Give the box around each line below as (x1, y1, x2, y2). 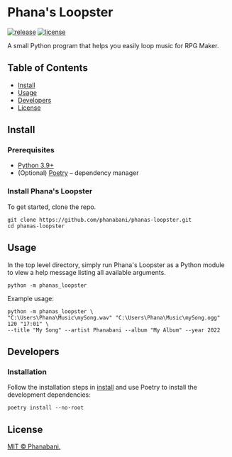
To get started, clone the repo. (7, 203, 96, 211)
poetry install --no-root (7, 405, 84, 412)
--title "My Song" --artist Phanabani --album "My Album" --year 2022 (7, 327, 221, 334)
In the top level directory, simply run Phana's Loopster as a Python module (7, 260, 225, 269)
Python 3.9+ (17, 161, 55, 170)
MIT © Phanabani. (7, 442, 61, 451)
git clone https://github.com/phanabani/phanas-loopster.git (7, 216, 192, 223)
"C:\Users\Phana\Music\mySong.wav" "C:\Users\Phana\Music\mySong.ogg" (7, 314, 221, 321)
